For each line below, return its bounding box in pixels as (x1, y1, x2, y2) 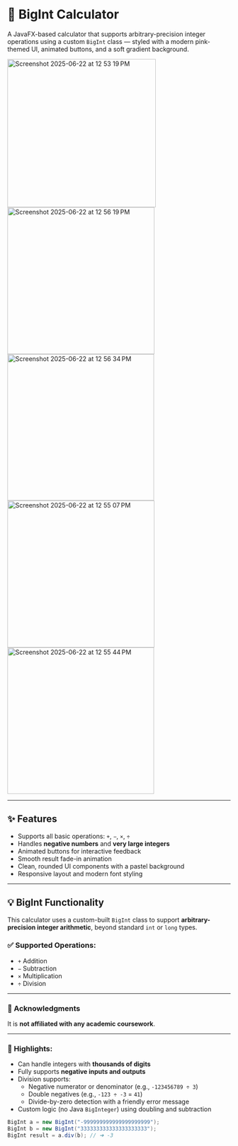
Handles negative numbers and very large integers (17, 839, 170, 848)
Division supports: (17, 1075, 71, 1084)
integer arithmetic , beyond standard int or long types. (36, 923, 198, 932)
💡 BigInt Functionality (7, 897, 104, 909)
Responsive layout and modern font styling (17, 869, 143, 878)
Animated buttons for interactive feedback (17, 847, 142, 855)
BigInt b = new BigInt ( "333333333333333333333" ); (7, 1125, 157, 1133)
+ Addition (17, 956, 47, 965)
